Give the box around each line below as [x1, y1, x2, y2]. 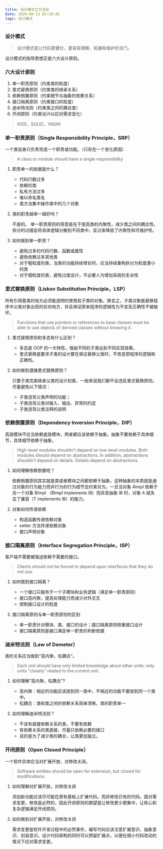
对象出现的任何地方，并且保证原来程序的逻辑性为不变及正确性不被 [21, 304, 154, 310]
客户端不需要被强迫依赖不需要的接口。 [5, 554, 81, 560]
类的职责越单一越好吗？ [12, 211, 59, 217]
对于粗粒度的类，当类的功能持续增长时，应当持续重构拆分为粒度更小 [19, 260, 156, 266]
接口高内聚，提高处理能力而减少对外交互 [19, 595, 100, 601]
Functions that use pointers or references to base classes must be [16, 319, 149, 325]
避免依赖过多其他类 [19, 254, 58, 260]
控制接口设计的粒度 [19, 601, 58, 607]
